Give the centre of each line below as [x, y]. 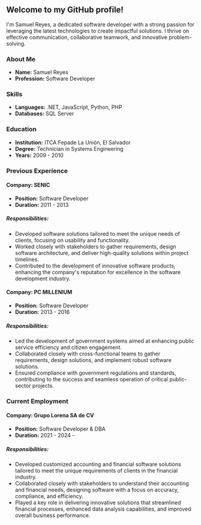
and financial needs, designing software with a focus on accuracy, [97, 490]
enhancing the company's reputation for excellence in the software [98, 272]
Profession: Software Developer [55, 79]
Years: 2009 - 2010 [39, 155]
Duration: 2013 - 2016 [42, 312]
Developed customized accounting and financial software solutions [98, 464]
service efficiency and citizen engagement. [68, 347]
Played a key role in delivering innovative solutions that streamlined [98, 503]
